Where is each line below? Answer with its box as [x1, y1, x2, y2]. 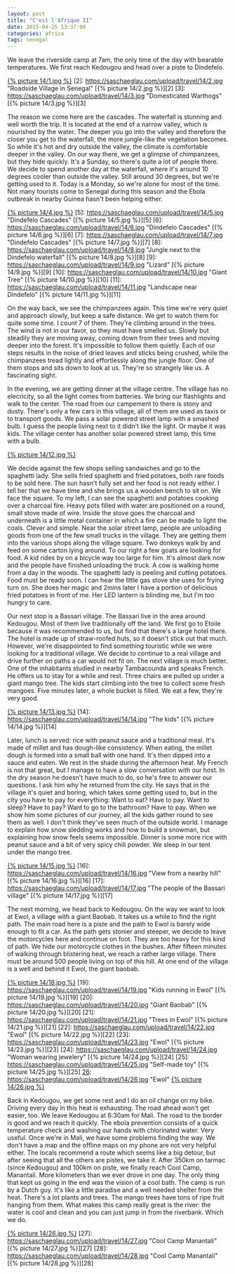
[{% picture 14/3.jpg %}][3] [7, 99, 86, 107]
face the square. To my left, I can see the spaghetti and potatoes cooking [7, 494, 219, 503]
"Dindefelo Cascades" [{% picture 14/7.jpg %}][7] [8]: [7, 238, 163, 246]
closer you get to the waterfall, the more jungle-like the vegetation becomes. [7, 135, 229, 144]
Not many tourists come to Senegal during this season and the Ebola [7, 187, 206, 196]
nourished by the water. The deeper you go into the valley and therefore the [7, 128, 227, 136]
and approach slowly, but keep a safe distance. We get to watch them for [7, 312, 219, 320]
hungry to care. [7, 598, 52, 607]
